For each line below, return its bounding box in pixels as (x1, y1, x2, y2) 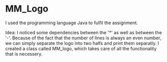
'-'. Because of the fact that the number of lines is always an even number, (5, 35, 161, 41)
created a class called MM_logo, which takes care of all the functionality (5, 45, 157, 51)
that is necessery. (5, 51, 43, 57)
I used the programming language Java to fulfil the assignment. (5, 20, 138, 26)
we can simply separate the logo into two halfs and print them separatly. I (5, 40, 159, 46)
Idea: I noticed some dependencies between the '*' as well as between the (5, 29, 162, 35)
